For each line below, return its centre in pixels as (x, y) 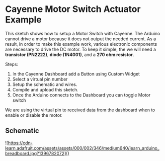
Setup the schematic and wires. (45, 84)
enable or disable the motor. (34, 115)
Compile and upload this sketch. (45, 89)
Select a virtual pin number (40, 79)
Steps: (12, 64)
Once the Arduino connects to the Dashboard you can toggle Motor (81, 95)
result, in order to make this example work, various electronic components (81, 44)
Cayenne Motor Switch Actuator (73, 9)
